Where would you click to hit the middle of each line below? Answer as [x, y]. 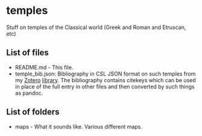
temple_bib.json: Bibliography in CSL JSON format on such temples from [105, 74]
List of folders [33, 112]
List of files [28, 53]
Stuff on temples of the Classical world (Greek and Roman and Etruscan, [96, 27]
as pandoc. [29, 93]
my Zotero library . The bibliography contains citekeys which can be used [105, 80]
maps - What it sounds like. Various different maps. [79, 126]
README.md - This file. [44, 67]
